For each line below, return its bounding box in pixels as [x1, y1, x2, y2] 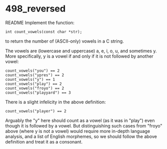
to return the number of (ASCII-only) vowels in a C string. [5, 38, 124, 44]
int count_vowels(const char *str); [5, 29, 82, 34]
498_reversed [5, 3, 66, 15]
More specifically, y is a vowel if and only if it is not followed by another [5, 53, 154, 59]
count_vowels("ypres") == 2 [5, 72, 65, 78]
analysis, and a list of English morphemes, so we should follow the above [5, 133, 157, 139]
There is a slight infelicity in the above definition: [5, 99, 106, 105]
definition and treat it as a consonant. [5, 138, 83, 144]
